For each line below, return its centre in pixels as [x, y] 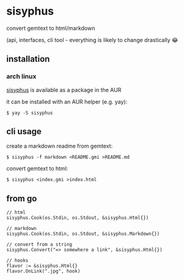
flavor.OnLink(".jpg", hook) [43, 271]
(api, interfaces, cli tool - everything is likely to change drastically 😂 [92, 40]
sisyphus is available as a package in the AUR [64, 90]
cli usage [24, 131]
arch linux [21, 76]
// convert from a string [39, 245]
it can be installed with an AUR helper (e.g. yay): [67, 101]
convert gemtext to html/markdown [51, 28]
